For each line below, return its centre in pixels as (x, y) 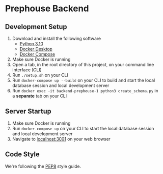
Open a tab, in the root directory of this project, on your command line (83, 65)
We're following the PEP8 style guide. (43, 166)
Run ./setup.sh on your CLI (40, 75)
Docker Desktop (36, 49)
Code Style (22, 155)
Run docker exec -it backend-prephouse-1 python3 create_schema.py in (85, 91)
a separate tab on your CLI (40, 96)
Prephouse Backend (47, 9)
